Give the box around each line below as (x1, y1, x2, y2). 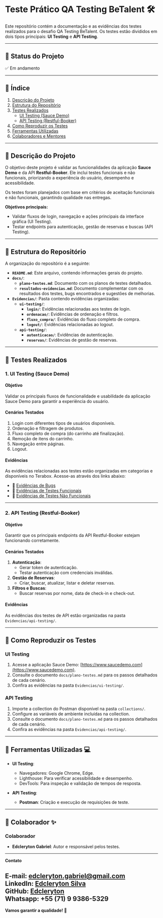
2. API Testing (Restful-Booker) (5, 510, 80, 517)
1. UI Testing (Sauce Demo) (5, 370, 69, 377)
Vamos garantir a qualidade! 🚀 (5, 907, 67, 913)
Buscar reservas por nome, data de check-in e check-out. (19, 590, 135, 596)
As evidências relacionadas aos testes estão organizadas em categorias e (5, 468, 153, 474)
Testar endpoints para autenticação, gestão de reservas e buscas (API (12, 224, 153, 230)
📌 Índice (5, 84, 30, 92)
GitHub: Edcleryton (5, 887, 65, 895)
